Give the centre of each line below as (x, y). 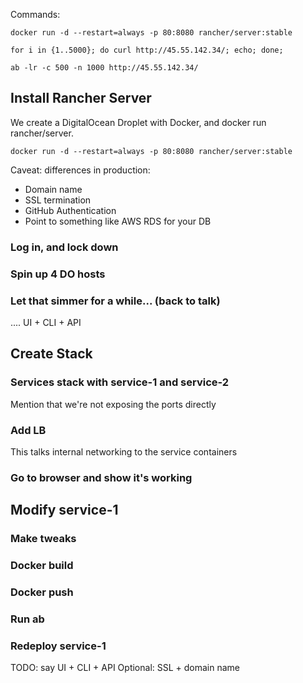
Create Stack (51, 354)
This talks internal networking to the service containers (124, 451)
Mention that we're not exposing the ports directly (113, 404)
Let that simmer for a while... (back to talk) (115, 301)
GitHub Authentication (70, 210)
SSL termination (58, 200)
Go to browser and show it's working (101, 477)
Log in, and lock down (64, 247)
